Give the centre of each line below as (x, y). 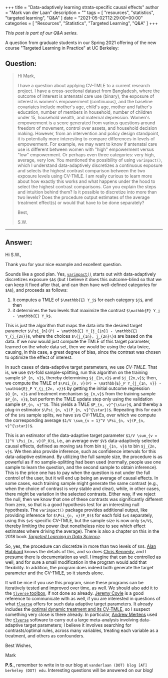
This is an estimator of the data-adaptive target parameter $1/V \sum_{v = (81, 435)
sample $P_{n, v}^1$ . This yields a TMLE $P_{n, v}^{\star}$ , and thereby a (84, 404)
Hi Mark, (26, 76)
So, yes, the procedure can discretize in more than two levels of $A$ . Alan (81, 546)
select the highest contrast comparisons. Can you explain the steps (87, 186)
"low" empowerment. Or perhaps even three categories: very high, (86, 154)
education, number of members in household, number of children (85, 112)
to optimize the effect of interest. (39, 357)
